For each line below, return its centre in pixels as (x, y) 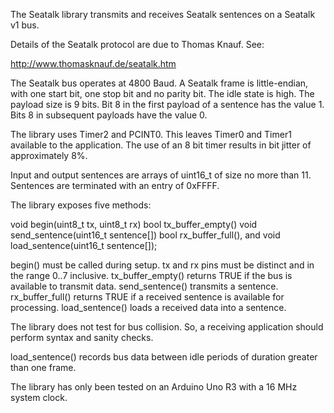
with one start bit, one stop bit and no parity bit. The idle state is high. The (162, 93)
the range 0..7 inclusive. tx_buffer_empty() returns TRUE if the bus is (151, 275)
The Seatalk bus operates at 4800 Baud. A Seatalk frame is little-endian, (159, 83)
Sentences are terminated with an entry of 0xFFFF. (115, 185)
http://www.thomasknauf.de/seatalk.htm (93, 63)
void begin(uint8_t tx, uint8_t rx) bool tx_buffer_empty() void (134, 224)
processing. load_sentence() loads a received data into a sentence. (148, 307)
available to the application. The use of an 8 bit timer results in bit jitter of (161, 145)
